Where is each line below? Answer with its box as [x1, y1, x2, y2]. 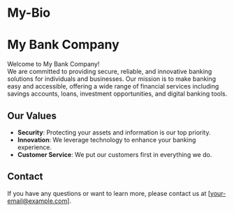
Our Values [7, 109, 57, 121]
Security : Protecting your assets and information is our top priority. [17, 128, 211, 137]
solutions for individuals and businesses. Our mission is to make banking [7, 75, 217, 83]
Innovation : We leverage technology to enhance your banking [17, 135, 196, 144]
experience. [17, 143, 52, 151]
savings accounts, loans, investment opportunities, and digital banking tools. [7, 89, 228, 98]
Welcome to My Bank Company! [7, 60, 100, 68]
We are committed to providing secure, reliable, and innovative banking [7, 68, 212, 76]
